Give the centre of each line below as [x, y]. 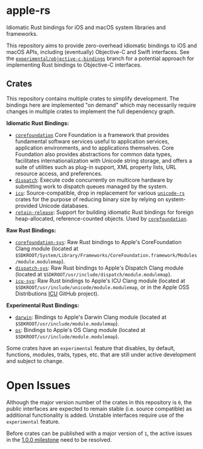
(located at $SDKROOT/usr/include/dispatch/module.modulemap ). [93, 274]
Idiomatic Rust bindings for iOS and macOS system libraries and [86, 27]
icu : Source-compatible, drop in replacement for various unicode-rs [100, 193]
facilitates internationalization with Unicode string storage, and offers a [104, 161]
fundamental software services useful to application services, [92, 141]
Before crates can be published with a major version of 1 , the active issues [99, 433]
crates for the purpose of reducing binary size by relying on [90, 199]
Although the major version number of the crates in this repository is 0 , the [99, 402]
